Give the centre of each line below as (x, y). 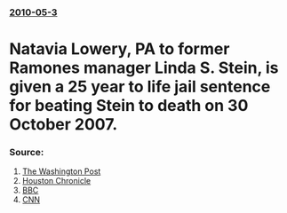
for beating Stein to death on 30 (129, 106)
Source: (27, 153)
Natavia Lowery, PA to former (120, 49)
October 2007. (64, 125)
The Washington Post (61, 171)
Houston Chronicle (56, 181)
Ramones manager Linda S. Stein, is (144, 68)
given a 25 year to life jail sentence (140, 87)
